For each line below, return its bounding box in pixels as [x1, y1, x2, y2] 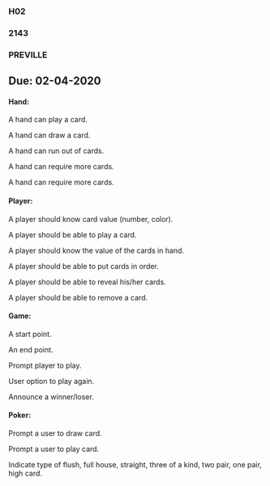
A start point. [8, 329, 52, 339]
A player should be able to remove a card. [8, 292, 148, 302]
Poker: [8, 411, 32, 420]
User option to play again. [8, 376, 95, 386]
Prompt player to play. [8, 360, 82, 370]
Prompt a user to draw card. [8, 428, 103, 438]
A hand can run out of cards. [8, 146, 105, 156]
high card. [8, 468, 43, 478]
